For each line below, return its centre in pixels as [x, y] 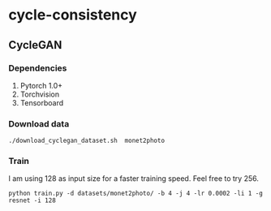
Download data [39, 123]
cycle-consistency [73, 15]
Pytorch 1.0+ [41, 85]
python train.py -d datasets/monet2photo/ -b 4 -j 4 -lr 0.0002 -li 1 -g [136, 194]
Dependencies [38, 68]
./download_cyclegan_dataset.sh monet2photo [86, 141]
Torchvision [39, 94]
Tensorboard [42, 102]
